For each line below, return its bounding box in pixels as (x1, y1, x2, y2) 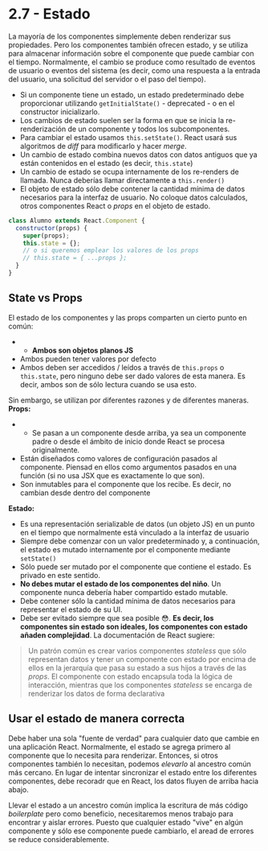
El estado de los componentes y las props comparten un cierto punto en (8, 312, 247, 322)
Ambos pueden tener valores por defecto (19, 353, 156, 363)
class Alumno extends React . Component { (8, 217, 146, 225)
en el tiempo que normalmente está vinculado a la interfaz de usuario (19, 527, 250, 537)
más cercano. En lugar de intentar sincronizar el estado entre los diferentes (8, 767, 258, 777)
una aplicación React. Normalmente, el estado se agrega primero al (8, 742, 231, 751)
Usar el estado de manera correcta (8, 712, 185, 725)
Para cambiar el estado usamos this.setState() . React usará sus (19, 132, 238, 142)
